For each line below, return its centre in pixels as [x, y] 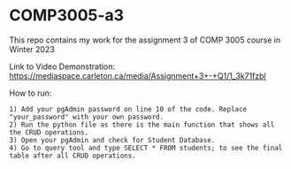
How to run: [31, 93]
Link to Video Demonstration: [62, 66]
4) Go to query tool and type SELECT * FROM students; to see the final [146, 148]
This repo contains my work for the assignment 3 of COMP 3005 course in [145, 40]
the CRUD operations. [49, 132]
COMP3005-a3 [67, 15]
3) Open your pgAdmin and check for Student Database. [112, 140]
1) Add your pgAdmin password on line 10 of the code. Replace [128, 109]
